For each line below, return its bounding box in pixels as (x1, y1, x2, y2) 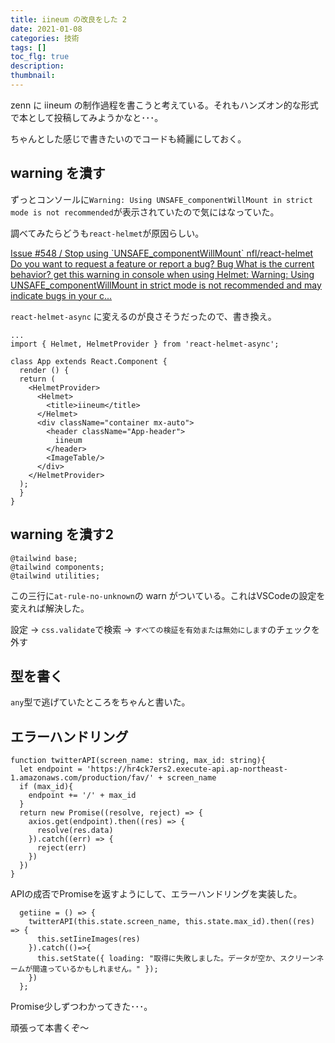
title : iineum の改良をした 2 (10, 14, 127, 25)
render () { (19, 365, 70, 375)
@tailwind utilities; (10, 571, 101, 581)
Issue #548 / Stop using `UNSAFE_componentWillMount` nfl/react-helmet (10, 247, 314, 259)
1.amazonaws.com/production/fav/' (10, 773, 155, 783)
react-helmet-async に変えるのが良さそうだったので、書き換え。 (10, 310, 277, 322)
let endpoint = (19, 764, 83, 775)
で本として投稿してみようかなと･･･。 (10, 111, 164, 123)
